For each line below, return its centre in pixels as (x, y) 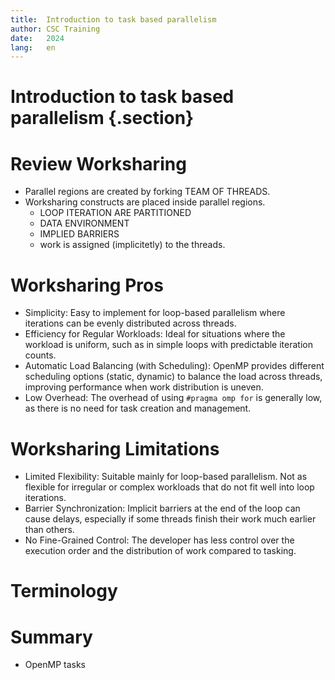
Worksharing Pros (87, 285)
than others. (49, 530)
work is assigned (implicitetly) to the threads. (132, 245)
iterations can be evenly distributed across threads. (130, 323)
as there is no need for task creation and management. (138, 408)
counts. (40, 355)
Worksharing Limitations (115, 448)
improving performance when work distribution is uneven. (144, 387)
